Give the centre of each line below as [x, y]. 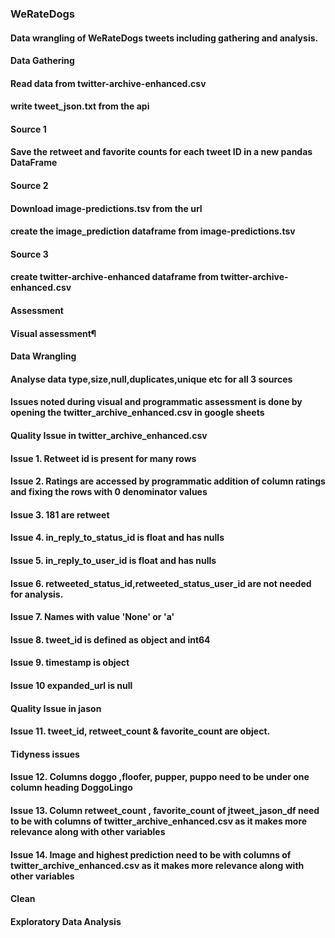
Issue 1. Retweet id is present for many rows [103, 458]
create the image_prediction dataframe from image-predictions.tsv [153, 231]
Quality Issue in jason [56, 708]
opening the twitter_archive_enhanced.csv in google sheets [137, 413]
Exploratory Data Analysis [66, 921]
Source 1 [28, 129]
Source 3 [29, 254]
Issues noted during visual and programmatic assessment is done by [156, 402]
